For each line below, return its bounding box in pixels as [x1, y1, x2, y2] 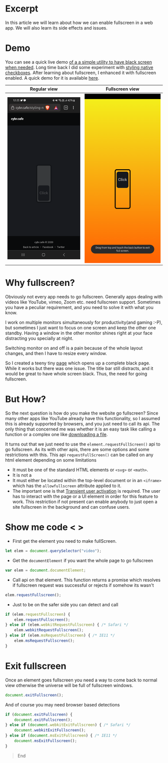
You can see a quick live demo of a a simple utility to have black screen [5, 59, 152, 65]
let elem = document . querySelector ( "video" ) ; [5, 549, 101, 554]
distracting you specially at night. [5, 335, 73, 341]
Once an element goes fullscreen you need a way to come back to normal [5, 677, 157, 683]
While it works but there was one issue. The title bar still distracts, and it [5, 365, 153, 371]
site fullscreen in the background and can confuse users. [12, 504, 130, 510]
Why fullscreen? [5, 277, 75, 288]
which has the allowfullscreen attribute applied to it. [12, 483, 121, 489]
